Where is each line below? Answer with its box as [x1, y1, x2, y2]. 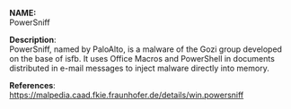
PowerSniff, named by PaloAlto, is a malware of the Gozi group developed [9, 44, 283, 54]
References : [9, 80, 56, 90]
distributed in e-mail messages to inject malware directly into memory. [9, 63, 269, 73]
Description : [9, 35, 57, 45]
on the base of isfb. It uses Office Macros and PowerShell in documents [9, 54, 276, 63]
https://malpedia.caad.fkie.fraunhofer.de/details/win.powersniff [9, 89, 244, 100]
